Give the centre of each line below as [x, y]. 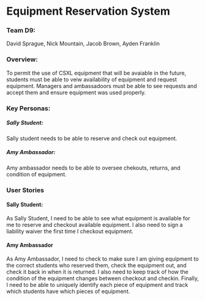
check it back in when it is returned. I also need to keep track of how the [97, 272]
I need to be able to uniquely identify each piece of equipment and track [97, 284]
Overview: [22, 59]
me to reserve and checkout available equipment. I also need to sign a [95, 225]
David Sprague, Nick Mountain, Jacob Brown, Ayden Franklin [83, 43]
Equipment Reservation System [88, 11]
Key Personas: [28, 108]
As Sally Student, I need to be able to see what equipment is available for [98, 218]
